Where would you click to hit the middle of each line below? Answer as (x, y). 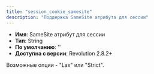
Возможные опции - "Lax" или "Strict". (55, 65)
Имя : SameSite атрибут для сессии (60, 34)
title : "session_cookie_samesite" (49, 12)
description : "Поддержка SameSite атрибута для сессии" (77, 17)
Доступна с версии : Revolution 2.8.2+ (64, 53)
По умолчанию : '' (38, 47)
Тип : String (29, 41)
